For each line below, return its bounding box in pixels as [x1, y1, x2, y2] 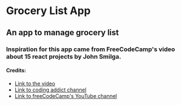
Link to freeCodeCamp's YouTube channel [14, 92, 118, 99]
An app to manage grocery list [6, 28, 119, 38]
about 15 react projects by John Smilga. [6, 52, 122, 60]
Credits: [6, 67, 26, 74]
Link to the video [14, 80, 56, 87]
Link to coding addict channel [14, 86, 87, 93]
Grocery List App [6, 4, 91, 18]
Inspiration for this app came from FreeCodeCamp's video [6, 45, 175, 53]
